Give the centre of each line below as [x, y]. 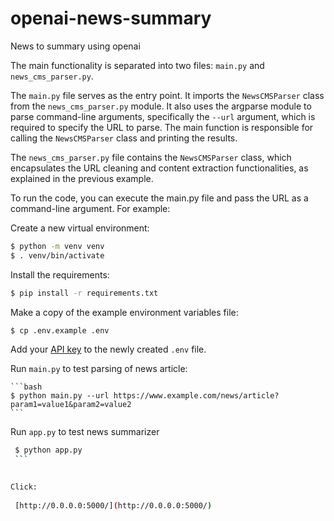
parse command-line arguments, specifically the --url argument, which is [163, 116]
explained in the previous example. [82, 178]
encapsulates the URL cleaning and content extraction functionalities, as [159, 168]
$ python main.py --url [60, 396]
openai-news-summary [111, 18]
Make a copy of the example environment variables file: [124, 312]
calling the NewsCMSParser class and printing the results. [124, 138]
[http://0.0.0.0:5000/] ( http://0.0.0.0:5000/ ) [113, 505]
